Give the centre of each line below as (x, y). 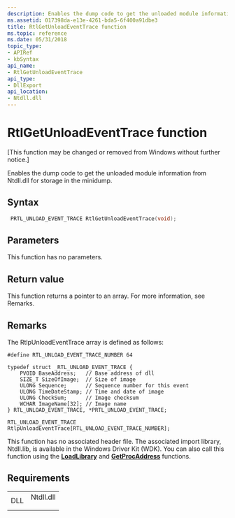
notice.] (18, 159)
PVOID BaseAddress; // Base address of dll (87, 374)
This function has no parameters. (55, 257)
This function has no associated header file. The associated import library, (114, 442)
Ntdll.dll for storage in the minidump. (60, 180)
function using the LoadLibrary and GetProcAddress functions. (99, 456)
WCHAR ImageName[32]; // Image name (73, 404)
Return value (36, 279)
